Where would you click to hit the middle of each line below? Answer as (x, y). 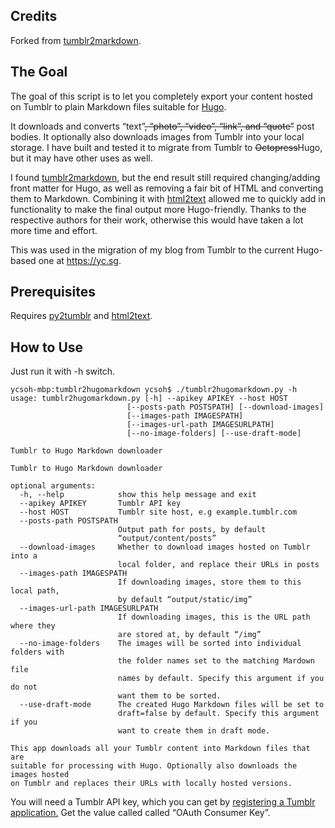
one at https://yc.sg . (80, 260)
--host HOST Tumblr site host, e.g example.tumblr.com (158, 512)
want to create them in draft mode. (194, 731)
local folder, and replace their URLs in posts (218, 565)
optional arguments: (53, 486)
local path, (35, 591)
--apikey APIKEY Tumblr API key (100, 504)
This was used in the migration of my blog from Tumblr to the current (152, 250)
